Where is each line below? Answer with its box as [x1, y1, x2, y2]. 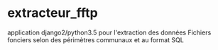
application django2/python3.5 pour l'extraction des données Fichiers [7, 28, 212, 37]
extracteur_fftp [7, 5, 98, 21]
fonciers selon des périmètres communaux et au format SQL [7, 35, 185, 44]
